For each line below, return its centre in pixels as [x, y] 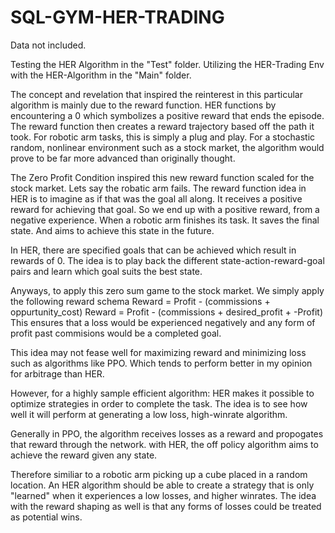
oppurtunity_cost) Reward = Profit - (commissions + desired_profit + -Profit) [166, 312]
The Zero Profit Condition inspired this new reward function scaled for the [162, 177]
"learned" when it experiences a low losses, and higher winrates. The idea [163, 495]
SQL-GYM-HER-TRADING [117, 17]
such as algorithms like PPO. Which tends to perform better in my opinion [161, 363]
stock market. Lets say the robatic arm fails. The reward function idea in [158, 188]
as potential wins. [46, 517]
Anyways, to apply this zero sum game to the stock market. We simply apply [167, 290]
